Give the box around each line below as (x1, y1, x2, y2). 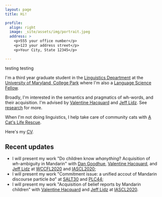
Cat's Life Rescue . (5, 119, 42, 125)
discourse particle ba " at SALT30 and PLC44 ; (12, 176, 104, 182)
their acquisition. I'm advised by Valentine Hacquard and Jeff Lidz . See (5, 99, 147, 105)
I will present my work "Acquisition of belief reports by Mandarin (12, 181, 141, 187)
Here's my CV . (5, 128, 34, 134)
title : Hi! (5, 12, 27, 17)
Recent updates (5, 143, 54, 151)
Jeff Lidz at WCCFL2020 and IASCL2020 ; (12, 166, 96, 172)
